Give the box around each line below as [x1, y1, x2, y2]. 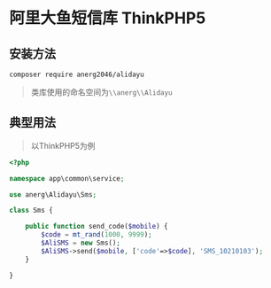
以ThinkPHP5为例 [30, 140, 96, 151]
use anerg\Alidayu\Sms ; [9, 190, 97, 199]
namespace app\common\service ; [9, 174, 125, 183]
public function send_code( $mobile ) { [25, 222, 168, 231]
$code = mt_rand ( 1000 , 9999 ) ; [41, 230, 152, 239]
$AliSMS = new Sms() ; [41, 238, 121, 248]
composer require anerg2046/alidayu [9, 70, 144, 79]
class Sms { [9, 206, 53, 215]
